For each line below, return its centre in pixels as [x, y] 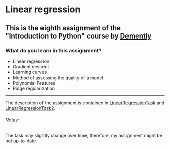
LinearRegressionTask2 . [30, 108]
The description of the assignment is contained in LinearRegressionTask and [85, 103]
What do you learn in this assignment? [54, 50]
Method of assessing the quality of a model [58, 78]
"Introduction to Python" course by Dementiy [78, 36]
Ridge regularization [33, 88]
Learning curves [30, 72]
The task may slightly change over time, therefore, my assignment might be [84, 136]
